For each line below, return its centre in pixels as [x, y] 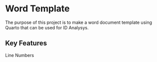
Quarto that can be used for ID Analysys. [47, 27]
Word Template [37, 9]
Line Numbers [20, 55]
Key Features [26, 43]
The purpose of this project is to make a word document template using [79, 22]
